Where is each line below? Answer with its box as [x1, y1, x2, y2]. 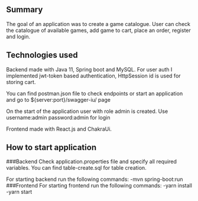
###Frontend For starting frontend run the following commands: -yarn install [6, 182, 192, 189]
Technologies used [6, 50, 78, 60]
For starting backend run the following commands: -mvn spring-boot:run [6, 176, 183, 183]
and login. [6, 33, 31, 40]
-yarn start [6, 189, 33, 196]
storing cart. [6, 78, 36, 85]
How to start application [6, 142, 96, 153]
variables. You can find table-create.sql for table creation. [6, 164, 147, 171]
